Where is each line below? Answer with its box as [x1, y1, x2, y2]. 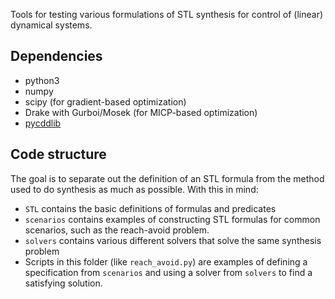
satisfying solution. [24, 277, 103, 289]
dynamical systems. [10, 19, 93, 31]
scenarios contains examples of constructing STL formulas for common [24, 213, 321, 225]
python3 [24, 74, 60, 86]
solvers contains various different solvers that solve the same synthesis [24, 234, 322, 246]
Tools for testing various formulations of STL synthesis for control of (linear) [10, 9, 324, 20]
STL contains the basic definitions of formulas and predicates [24, 202, 277, 214]
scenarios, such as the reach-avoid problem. [24, 224, 210, 236]
